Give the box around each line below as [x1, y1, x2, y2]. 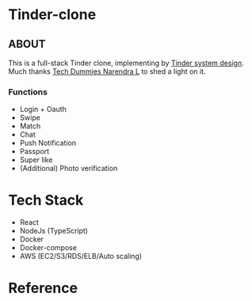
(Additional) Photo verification [19, 164, 118, 173]
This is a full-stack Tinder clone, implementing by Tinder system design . [8, 58, 244, 68]
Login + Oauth [19, 105, 67, 114]
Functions [8, 86, 48, 97]
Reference [8, 280, 78, 297]
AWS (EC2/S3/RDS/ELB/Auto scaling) [19, 252, 143, 261]
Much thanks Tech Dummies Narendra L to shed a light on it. [8, 67, 206, 76]
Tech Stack [8, 191, 84, 210]
